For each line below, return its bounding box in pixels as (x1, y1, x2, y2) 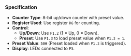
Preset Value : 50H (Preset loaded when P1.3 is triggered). (12, 41, 127, 46)
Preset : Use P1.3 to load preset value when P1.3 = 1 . (19, 35, 126, 41)
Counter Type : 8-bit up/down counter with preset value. (12, 15, 125, 21)
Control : (12, 25, 29, 31)
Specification (5, 4, 37, 11)
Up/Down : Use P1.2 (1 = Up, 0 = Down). (19, 30, 99, 36)
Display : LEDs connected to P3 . (12, 45, 75, 52)
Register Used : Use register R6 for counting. (12, 20, 100, 26)
